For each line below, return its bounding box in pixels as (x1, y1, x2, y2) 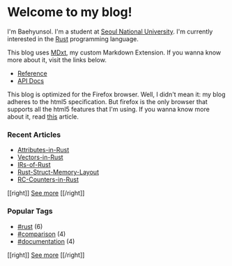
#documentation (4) (17, 237, 75, 245)
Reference (17, 69, 47, 77)
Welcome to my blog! (7, 4, 132, 20)
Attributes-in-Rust (17, 146, 70, 154)
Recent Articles (7, 130, 61, 140)
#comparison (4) (17, 230, 66, 238)
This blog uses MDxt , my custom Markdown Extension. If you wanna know (7, 48, 222, 57)
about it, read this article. (7, 112, 79, 121)
